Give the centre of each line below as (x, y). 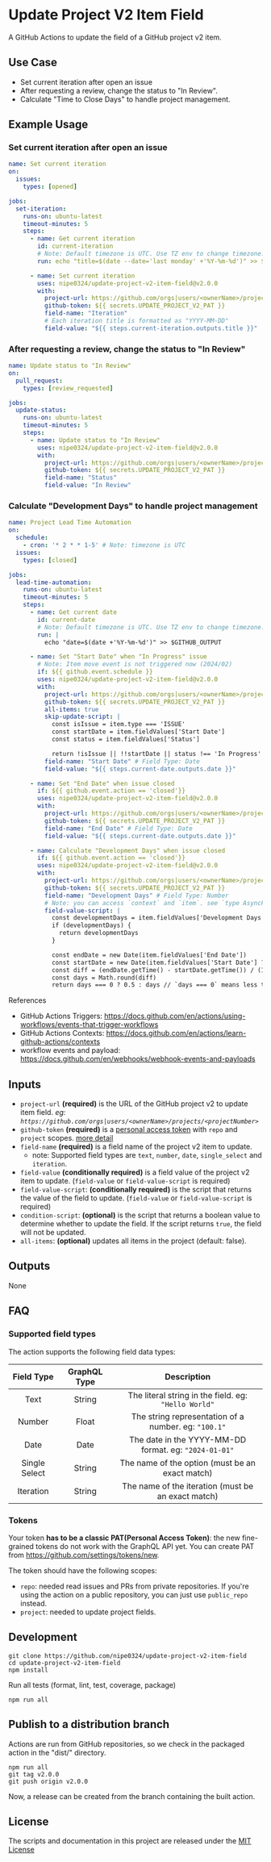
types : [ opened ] (50, 187)
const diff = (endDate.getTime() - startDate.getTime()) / (152, 970)
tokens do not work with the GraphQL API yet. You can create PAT (145, 1546)
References (27, 1000)
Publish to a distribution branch (89, 1724)
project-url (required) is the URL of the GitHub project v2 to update (134, 1104)
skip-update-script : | (82, 717)
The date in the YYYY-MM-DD (188, 1439)
